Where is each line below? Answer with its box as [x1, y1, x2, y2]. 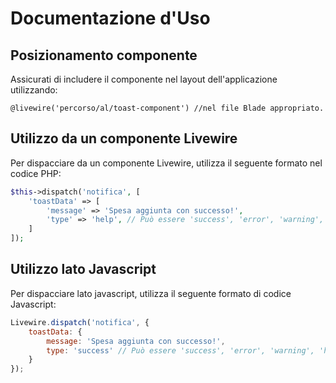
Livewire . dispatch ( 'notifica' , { [10, 317, 150, 327]
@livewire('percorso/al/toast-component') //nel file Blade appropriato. [10, 103, 325, 113]
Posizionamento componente [10, 47, 198, 64]
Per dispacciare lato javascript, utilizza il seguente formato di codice [10, 287, 292, 299]
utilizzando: [10, 84, 58, 96]
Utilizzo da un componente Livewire [10, 130, 238, 147]
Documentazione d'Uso [10, 7, 211, 30]
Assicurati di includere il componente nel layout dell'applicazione [10, 73, 278, 85]
